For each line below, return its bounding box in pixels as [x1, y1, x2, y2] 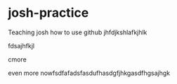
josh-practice [8, 5, 89, 21]
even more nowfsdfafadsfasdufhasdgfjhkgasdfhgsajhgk [8, 69, 171, 77]
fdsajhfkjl [8, 41, 34, 50]
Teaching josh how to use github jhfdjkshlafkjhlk [8, 28, 147, 36]
